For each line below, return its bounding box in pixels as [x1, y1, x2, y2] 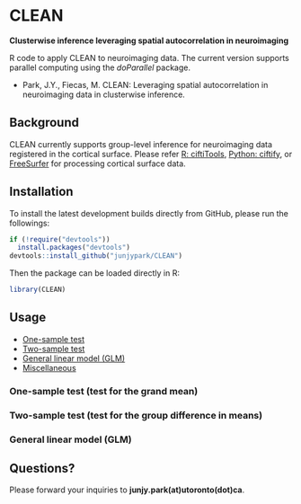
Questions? [9, 461, 75, 476]
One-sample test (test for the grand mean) [9, 385, 199, 397]
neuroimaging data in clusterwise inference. [22, 89, 186, 100]
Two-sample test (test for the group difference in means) [9, 409, 263, 421]
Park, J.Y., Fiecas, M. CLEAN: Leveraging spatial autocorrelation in [22, 79, 269, 90]
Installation [9, 184, 74, 199]
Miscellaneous [22, 362, 76, 373]
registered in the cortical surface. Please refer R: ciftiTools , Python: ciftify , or [9, 148, 293, 159]
